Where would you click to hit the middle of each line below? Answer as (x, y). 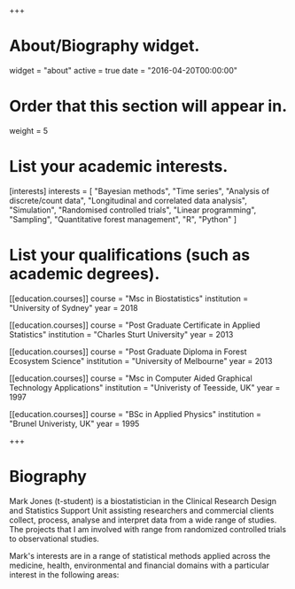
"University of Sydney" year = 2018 (74, 307)
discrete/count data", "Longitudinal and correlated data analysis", (128, 200)
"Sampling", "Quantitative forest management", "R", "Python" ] (123, 219)
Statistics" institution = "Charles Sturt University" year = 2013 (121, 334)
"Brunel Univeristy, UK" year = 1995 (74, 423)
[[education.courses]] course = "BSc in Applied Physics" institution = (136, 414)
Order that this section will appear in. (148, 106)
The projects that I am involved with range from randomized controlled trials (147, 529)
